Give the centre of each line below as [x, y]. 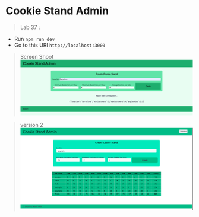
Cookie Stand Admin [57, 11]
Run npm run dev [34, 39]
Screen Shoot [37, 56]
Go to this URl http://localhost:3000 [60, 45]
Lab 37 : [30, 27]
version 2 [31, 125]
